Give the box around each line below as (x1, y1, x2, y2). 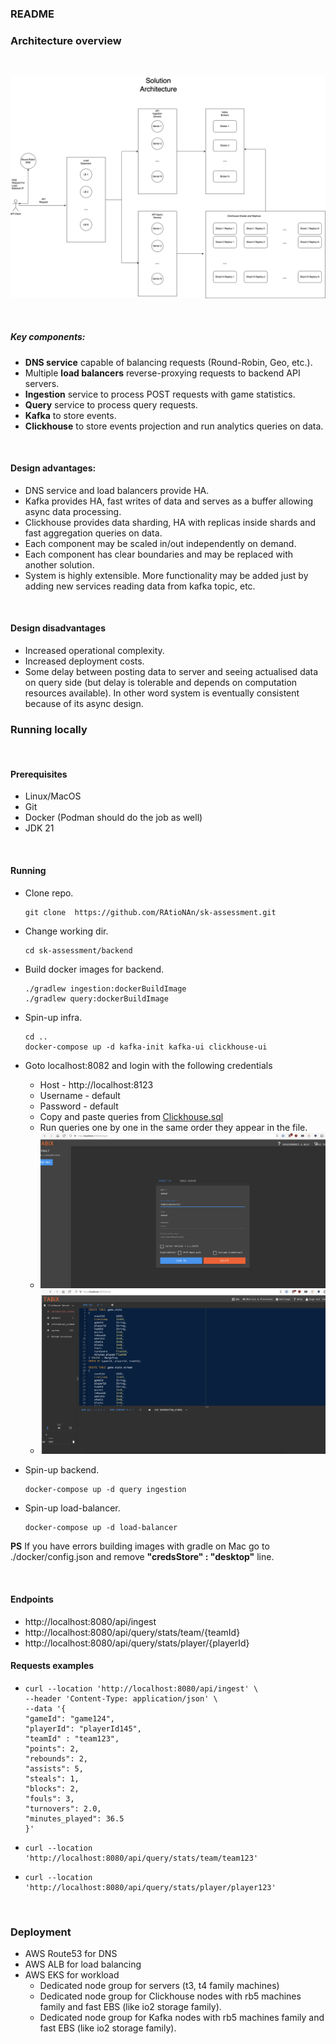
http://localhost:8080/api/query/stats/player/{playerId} (24, 1637, 250, 1649)
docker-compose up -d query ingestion (24, 1485, 187, 1495)
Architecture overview (10, 33, 122, 47)
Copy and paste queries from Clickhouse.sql (39, 1110, 224, 1122)
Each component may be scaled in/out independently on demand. (24, 537, 297, 549)
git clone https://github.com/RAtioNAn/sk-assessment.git (24, 907, 277, 917)
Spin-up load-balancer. (24, 1502, 121, 1514)
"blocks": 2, (24, 1783, 80, 1794)
